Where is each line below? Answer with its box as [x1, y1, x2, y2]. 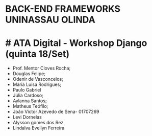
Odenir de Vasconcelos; [12, 76, 64, 82]
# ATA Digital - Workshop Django [5, 37, 147, 49]
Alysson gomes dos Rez [12, 120, 64, 126]
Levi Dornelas [12, 114, 42, 120]
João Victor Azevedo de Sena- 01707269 [12, 108, 99, 115]
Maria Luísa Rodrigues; [12, 81, 61, 87]
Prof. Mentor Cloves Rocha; [12, 65, 71, 72]
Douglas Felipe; [12, 71, 46, 77]
